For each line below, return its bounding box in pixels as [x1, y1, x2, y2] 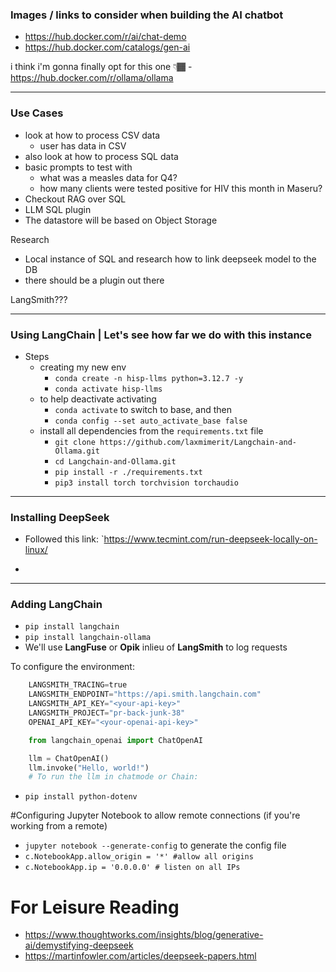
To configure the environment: [10, 661, 135, 673]
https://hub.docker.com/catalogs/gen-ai [24, 41, 191, 53]
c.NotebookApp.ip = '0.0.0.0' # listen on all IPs [24, 863, 241, 873]
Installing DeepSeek [10, 510, 110, 524]
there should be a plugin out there [24, 274, 165, 286]
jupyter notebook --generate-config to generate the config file [24, 839, 287, 852]
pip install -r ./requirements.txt [54, 467, 203, 477]
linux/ [24, 544, 48, 556]
